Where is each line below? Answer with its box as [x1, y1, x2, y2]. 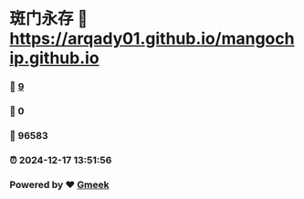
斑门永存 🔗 [9, 8, 89, 29]
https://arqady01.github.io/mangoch [9, 28, 295, 49]
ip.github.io [9, 47, 100, 68]
